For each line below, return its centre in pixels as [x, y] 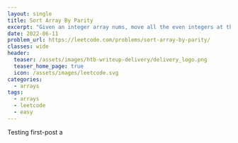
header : [19, 54]
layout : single [30, 14]
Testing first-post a [35, 132]
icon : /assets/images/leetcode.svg [66, 73]
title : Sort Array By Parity [50, 20]
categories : [25, 79]
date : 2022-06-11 [33, 33]
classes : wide [28, 46]
